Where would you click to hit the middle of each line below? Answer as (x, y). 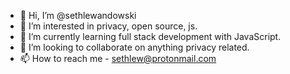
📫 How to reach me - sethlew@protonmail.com (118, 58)
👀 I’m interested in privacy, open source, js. (108, 26)
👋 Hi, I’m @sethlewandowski (78, 15)
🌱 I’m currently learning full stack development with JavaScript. (150, 36)
